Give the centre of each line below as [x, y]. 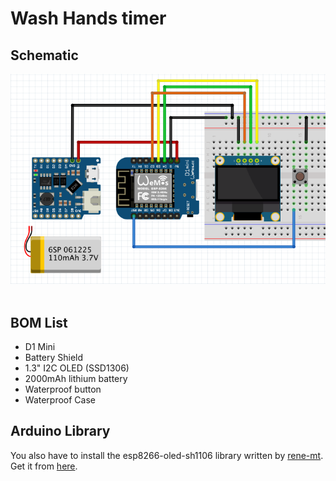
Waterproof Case [60, 400]
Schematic [44, 55]
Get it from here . [44, 466]
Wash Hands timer [88, 18]
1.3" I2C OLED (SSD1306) [77, 368]
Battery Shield [54, 358]
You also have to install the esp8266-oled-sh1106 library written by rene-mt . [167, 455]
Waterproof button [63, 389]
